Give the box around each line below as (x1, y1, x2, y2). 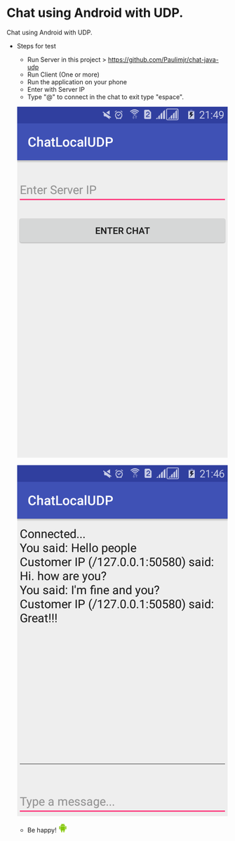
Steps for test (16, 41, 57, 50)
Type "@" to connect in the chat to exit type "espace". (27, 93, 184, 101)
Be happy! (27, 826, 57, 834)
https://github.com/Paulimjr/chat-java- (107, 55, 219, 64)
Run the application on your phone (27, 77, 128, 86)
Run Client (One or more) (27, 70, 100, 79)
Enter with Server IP (27, 85, 86, 93)
